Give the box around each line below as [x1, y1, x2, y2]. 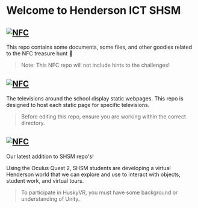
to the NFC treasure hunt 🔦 [6, 50, 73, 57]
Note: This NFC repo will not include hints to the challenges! [20, 61, 170, 69]
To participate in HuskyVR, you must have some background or [20, 189, 178, 196]
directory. [20, 119, 45, 126]
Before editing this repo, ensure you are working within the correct [20, 112, 187, 120]
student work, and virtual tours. [6, 177, 84, 184]
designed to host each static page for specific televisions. [6, 101, 150, 108]
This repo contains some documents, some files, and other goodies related [6, 43, 193, 50]
